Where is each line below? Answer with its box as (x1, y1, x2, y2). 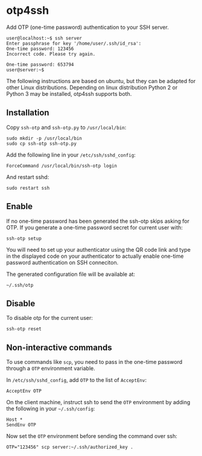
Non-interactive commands (6, 342, 113, 352)
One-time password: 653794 (6, 61, 74, 67)
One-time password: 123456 (6, 46, 74, 52)
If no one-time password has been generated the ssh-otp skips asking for (6, 217, 190, 225)
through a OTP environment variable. (6, 365, 95, 372)
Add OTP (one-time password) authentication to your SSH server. (6, 23, 169, 31)
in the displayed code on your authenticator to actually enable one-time (6, 252, 184, 260)
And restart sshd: (6, 173, 49, 181)
